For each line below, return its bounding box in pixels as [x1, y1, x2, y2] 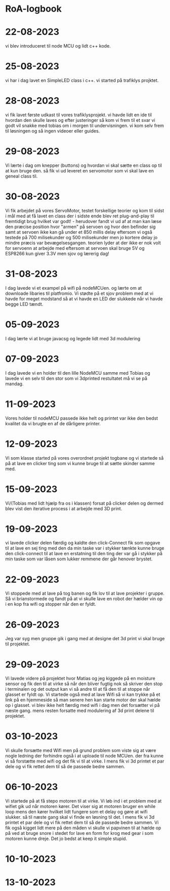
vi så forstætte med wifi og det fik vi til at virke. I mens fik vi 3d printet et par [5, 758, 164, 764]
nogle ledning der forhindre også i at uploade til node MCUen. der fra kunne [5, 753, 163, 759]
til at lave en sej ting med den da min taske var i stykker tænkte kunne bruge [5, 545, 164, 551]
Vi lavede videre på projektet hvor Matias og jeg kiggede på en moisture [5, 676, 155, 682]
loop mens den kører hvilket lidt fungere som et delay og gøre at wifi [5, 809, 148, 815]
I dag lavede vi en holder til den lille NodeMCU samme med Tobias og [5, 370, 150, 376]
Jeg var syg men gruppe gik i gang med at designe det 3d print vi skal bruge [5, 636, 165, 642]
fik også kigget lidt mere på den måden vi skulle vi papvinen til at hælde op [5, 825, 161, 831]
